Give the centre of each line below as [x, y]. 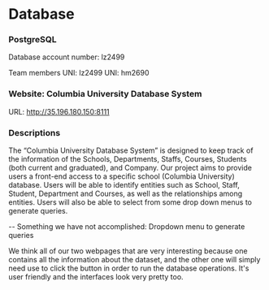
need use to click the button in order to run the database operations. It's [129, 268]
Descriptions [35, 132]
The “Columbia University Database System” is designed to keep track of [131, 150]
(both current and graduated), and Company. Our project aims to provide [130, 168]
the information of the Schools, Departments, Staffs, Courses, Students [128, 159]
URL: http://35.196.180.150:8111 [59, 111]
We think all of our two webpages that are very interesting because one [128, 251]
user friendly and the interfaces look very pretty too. [96, 277]
